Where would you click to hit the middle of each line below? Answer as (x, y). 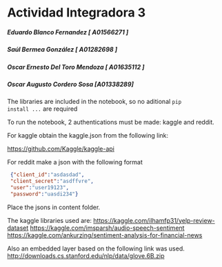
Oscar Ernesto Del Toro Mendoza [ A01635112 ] (76, 67)
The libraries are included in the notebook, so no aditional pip (94, 102)
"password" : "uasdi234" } (44, 194)
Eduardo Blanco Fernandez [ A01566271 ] (68, 32)
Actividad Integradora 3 (77, 13)
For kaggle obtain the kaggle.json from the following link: (88, 136)
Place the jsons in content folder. (54, 207)
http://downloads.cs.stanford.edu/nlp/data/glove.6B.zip (86, 255)
